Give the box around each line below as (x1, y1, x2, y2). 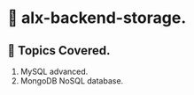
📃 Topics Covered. (7, 43, 111, 58)
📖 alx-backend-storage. (7, 8, 187, 28)
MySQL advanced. (19, 66, 89, 77)
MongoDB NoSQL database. (19, 76, 124, 86)
